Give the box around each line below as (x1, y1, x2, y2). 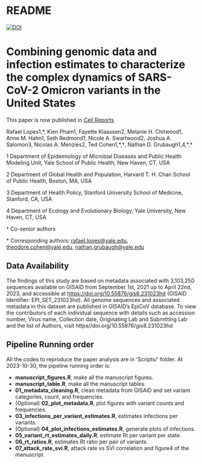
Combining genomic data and (6, 45, 157, 59)
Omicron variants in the (41, 83, 161, 97)
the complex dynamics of (6, 71, 136, 85)
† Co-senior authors (6, 225, 56, 232)
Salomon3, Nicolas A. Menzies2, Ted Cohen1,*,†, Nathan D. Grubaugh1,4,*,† (6, 140, 193, 148)
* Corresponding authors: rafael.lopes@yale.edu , (6, 237, 128, 244)
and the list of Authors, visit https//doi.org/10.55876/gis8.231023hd (6, 322, 173, 329)
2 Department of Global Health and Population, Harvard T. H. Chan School (6, 171, 191, 178)
